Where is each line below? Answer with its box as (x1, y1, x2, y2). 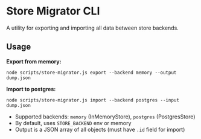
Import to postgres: (6, 85, 56, 92)
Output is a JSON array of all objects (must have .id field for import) (14, 126, 185, 133)
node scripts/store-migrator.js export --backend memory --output (6, 69, 177, 76)
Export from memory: (6, 57, 62, 65)
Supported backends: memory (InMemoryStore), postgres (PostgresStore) (14, 113, 196, 120)
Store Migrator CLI (6, 4, 100, 18)
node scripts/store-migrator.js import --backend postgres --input (6, 97, 180, 103)
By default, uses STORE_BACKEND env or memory (14, 119, 132, 126)
